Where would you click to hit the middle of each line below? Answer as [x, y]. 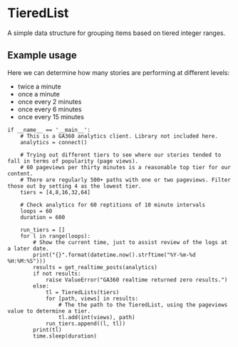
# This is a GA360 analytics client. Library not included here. [119, 136]
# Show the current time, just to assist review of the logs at [130, 242]
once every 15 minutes [51, 116]
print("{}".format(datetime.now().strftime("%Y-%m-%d [114, 255]
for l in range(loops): [56, 236]
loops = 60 [36, 211]
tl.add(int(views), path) [97, 317]
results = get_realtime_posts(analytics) [95, 267]
